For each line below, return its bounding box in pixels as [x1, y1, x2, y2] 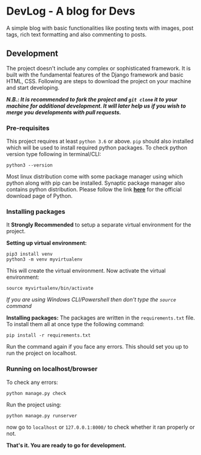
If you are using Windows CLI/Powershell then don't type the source [6, 296, 176, 303]
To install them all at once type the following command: [6, 321, 145, 328]
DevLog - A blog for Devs [6, 4, 135, 18]
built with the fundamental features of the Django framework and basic [6, 71, 184, 78]
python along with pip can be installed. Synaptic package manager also [6, 179, 185, 186]
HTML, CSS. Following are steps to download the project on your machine [6, 77, 191, 84]
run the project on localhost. [6, 349, 77, 357]
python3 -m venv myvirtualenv [6, 256, 83, 262]
